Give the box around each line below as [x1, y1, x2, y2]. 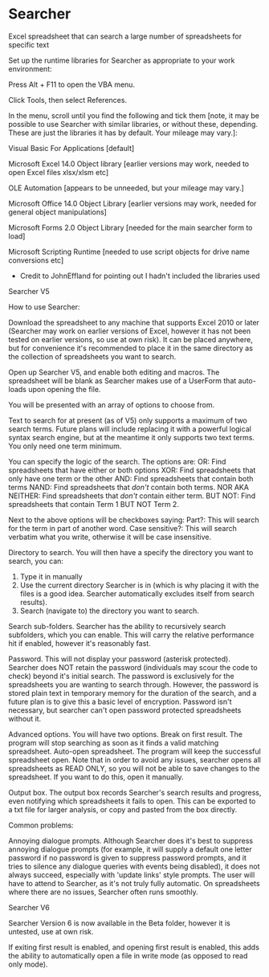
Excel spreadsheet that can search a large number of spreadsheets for [8, 31, 243, 41]
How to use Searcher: [8, 302, 80, 312]
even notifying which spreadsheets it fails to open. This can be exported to [8, 796, 256, 806]
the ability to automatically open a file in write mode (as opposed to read [8, 950, 248, 960]
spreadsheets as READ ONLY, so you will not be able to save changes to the [8, 763, 260, 773]
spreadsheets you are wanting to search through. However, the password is [8, 680, 259, 689]
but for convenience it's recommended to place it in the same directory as [8, 343, 253, 353]
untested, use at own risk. [8, 926, 94, 936]
